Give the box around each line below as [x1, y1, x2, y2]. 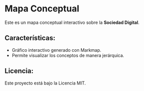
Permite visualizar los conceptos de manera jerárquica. [11, 52, 124, 58]
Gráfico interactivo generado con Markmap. [11, 47, 101, 53]
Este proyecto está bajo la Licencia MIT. [4, 80, 86, 86]
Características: [4, 34, 55, 42]
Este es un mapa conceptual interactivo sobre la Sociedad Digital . [4, 19, 140, 25]
